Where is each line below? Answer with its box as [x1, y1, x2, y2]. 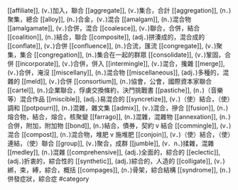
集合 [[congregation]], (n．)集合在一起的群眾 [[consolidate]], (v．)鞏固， [19, 50, 225, 59]
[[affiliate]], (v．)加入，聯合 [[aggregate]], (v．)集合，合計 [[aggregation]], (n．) [7, 6, 232, 14]
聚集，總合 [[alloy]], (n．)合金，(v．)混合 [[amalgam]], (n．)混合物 [7, 15, 192, 23]
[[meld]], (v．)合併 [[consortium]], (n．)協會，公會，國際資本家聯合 [21, 77, 212, 85]
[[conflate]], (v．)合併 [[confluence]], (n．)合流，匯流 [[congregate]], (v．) [7, 42, 217, 50]
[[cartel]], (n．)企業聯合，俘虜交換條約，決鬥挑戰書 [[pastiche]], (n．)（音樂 [7, 86, 224, 94]
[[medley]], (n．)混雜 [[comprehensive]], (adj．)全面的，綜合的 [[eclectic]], [7, 148, 221, 156]
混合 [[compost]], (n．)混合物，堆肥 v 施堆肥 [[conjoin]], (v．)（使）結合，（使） [7, 130, 231, 138]
